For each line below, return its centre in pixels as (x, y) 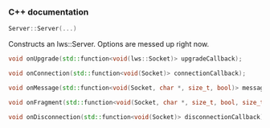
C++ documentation (49, 12)
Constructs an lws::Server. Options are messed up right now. (109, 44)
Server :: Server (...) (43, 29)
